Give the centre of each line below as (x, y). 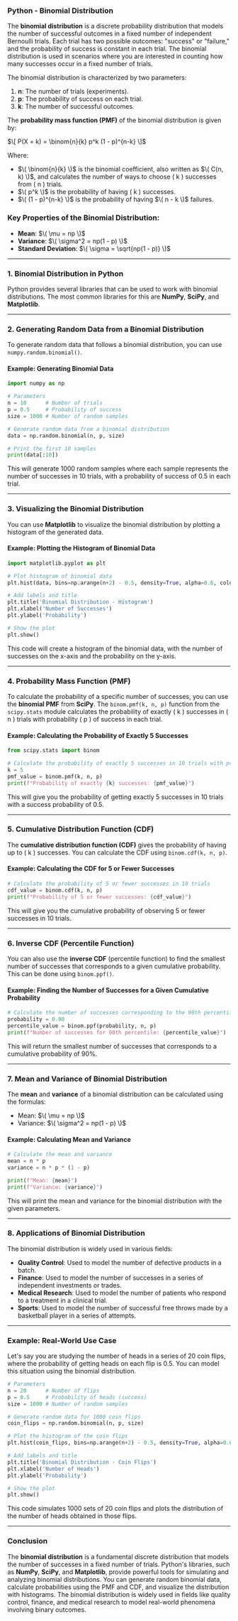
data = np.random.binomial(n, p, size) (66, 436)
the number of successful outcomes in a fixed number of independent (110, 33)
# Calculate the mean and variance (60, 1155)
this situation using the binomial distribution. (72, 1371)
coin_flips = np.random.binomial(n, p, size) (75, 1423)
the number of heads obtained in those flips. (72, 1516)
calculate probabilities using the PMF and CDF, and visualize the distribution (118, 1587)
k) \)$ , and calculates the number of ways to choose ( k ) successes (117, 177)
